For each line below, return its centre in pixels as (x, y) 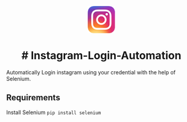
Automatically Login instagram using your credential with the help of (91, 72)
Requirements (33, 98)
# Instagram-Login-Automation (101, 56)
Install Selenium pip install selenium (54, 112)
